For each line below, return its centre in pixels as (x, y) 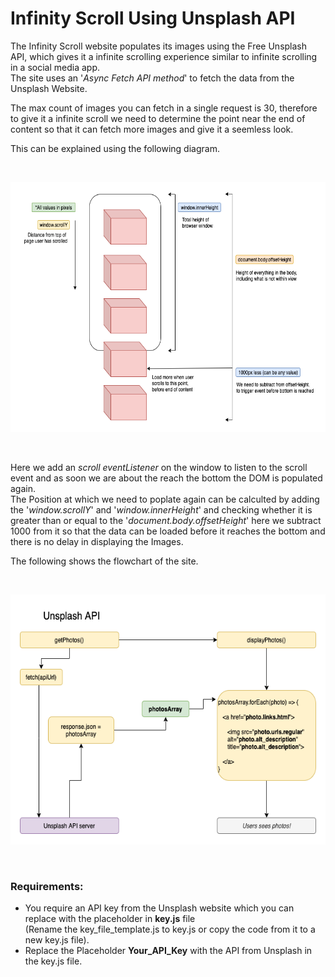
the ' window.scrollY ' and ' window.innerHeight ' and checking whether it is (161, 509)
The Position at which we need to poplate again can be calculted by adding (165, 499)
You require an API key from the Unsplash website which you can (159, 908)
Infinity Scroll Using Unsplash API (153, 18)
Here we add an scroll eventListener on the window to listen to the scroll (159, 467)
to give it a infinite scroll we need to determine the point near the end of (158, 118)
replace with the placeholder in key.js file (110, 919)
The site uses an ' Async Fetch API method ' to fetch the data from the (152, 78)
